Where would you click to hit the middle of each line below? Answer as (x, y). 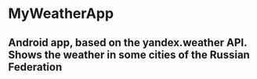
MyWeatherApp (61, 14)
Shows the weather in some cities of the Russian (129, 54)
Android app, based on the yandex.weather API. (128, 43)
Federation (35, 67)
